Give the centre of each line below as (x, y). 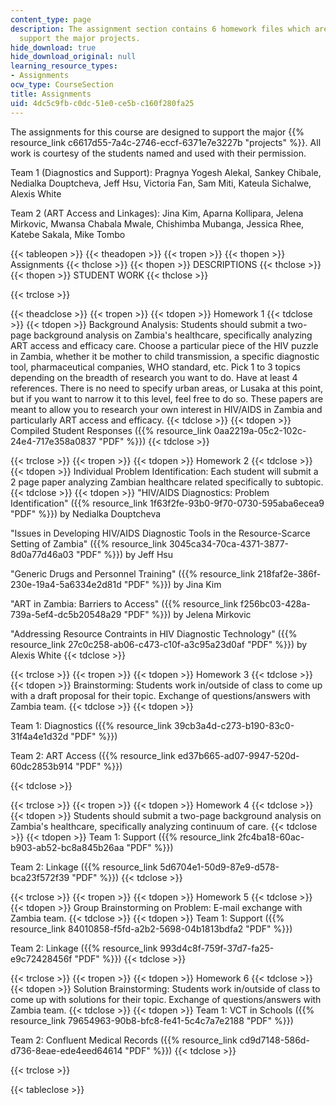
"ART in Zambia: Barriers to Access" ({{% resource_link (124, 603)
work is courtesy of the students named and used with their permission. (158, 153)
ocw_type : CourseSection (62, 85)
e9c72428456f (41, 958)
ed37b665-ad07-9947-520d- (238, 755)
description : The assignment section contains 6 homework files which (160, 29)
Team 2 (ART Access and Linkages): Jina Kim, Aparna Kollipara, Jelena (157, 213)
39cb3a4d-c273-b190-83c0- (234, 725)
